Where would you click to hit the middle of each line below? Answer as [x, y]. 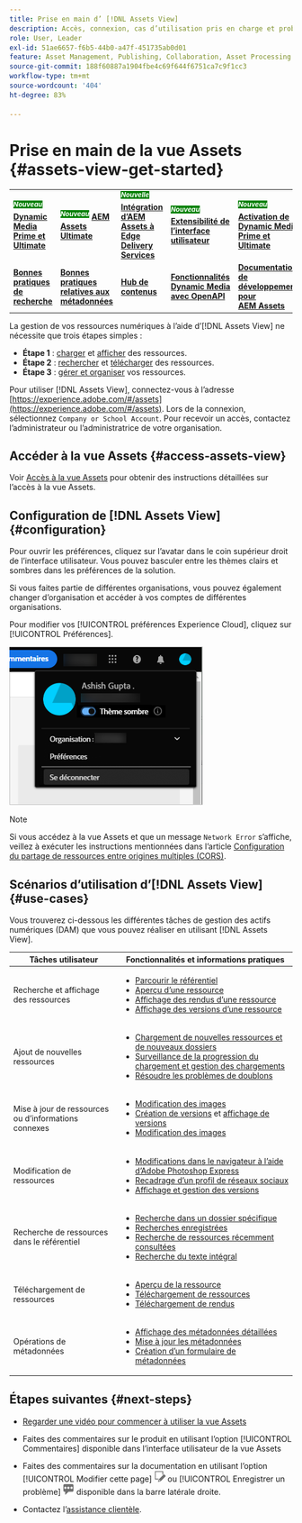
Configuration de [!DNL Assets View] [115, 515]
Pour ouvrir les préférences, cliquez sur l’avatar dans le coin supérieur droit [149, 552]
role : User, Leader [46, 38]
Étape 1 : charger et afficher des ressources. [104, 352]
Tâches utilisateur [64, 959]
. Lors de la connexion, [204, 408]
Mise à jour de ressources [61, 1108]
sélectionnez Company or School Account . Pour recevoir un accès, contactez [150, 418]
